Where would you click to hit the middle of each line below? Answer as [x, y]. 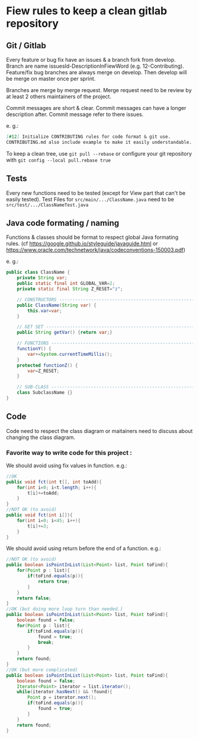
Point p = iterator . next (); [62, 697]
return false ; [34, 598]
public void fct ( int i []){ [39, 515]
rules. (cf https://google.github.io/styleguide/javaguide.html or [82, 244]
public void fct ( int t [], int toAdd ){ [54, 482]
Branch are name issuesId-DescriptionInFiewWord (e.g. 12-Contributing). [95, 66]
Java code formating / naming [63, 223]
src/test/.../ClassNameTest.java [47, 205]
